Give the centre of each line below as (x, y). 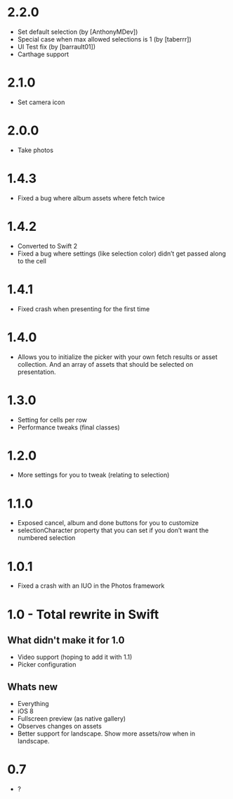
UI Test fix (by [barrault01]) (56, 46)
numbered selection (46, 538)
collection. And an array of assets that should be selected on (105, 364)
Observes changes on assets (59, 726)
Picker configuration (47, 665)
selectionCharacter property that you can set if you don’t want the (113, 530)
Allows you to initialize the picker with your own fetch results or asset (117, 357)
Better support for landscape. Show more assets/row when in (106, 734)
